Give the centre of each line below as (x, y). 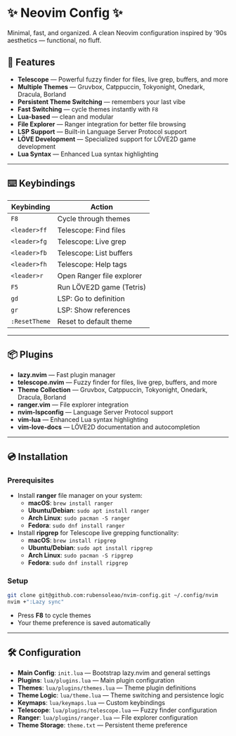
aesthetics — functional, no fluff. (54, 40)
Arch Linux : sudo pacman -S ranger (79, 518)
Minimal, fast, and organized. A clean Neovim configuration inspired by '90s (117, 32)
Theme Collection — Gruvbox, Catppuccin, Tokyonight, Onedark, (112, 390)
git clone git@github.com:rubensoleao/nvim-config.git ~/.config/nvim (113, 596)
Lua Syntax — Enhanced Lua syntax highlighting (88, 154)
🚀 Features (31, 62)
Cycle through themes (94, 218)
